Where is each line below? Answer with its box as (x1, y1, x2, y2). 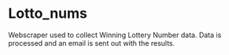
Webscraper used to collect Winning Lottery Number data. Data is (8, 30, 222, 40)
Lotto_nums (8, 5, 88, 22)
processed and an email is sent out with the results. (8, 38, 175, 47)
